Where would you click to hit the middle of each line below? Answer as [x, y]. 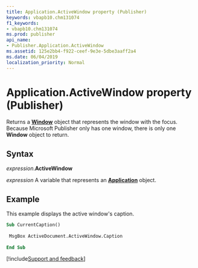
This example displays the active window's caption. [70, 214]
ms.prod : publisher [31, 34]
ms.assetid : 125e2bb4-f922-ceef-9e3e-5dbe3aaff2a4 [71, 51]
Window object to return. [38, 135]
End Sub [16, 247]
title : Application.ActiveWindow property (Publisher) [77, 12]
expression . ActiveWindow [40, 168]
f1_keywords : [23, 23]
